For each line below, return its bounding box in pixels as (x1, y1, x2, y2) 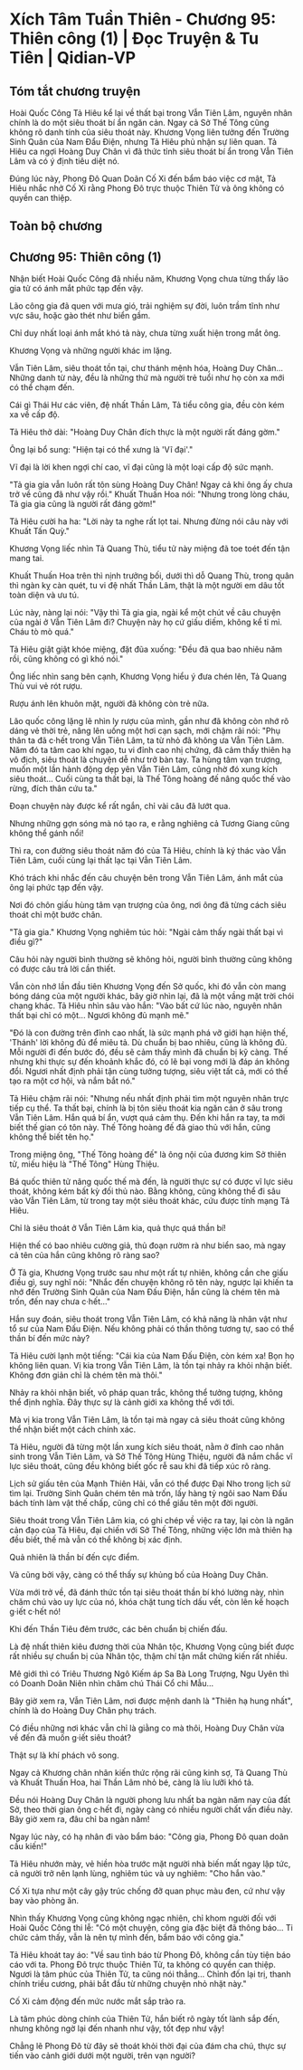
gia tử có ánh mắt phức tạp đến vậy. (9, 283, 144, 294)
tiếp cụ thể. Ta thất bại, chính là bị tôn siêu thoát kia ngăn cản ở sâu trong (9, 1102, 283, 1113)
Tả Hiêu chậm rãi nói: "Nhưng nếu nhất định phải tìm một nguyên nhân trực (9, 1093, 289, 1104)
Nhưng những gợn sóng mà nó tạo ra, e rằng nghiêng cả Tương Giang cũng (9, 818, 290, 829)
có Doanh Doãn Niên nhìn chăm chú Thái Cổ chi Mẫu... (9, 1678, 214, 1689)
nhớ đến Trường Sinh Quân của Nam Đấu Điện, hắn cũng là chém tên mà (9, 1286, 280, 1298)
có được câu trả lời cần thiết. (9, 964, 116, 975)
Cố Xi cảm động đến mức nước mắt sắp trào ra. (9, 1996, 186, 2007)
